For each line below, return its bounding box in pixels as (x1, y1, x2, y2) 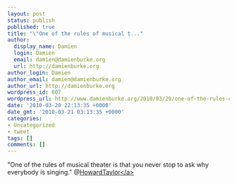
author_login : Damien (7, 69, 71, 76)
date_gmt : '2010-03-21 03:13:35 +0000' (7, 108, 125, 115)
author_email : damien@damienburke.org (7, 75, 121, 83)
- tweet (7, 128, 30, 135)
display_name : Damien (13, 43, 78, 50)
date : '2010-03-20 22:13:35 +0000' (7, 102, 112, 109)
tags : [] (7, 134, 33, 141)
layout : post (7, 10, 46, 18)
